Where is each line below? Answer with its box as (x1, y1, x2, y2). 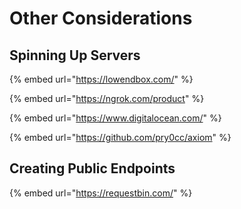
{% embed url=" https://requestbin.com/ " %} (9, 187, 193, 199)
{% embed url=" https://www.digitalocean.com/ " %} (9, 112, 222, 124)
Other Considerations (9, 7, 193, 30)
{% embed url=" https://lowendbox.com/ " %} (9, 73, 194, 85)
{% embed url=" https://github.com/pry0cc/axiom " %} (9, 132, 232, 143)
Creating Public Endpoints (9, 160, 176, 177)
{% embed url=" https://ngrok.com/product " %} (9, 93, 205, 104)
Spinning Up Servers (9, 47, 141, 64)
